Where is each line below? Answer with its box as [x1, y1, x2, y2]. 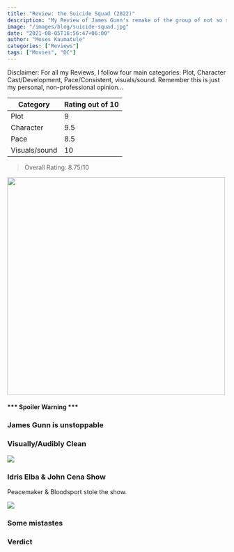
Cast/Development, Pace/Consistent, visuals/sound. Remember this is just [7, 75, 220, 84]
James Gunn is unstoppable [7, 420, 104, 430]
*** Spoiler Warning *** [7, 403, 79, 411]
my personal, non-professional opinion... [7, 83, 124, 91]
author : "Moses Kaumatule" [7, 36, 86, 43]
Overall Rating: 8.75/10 [24, 163, 89, 171]
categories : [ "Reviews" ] [7, 43, 79, 49]
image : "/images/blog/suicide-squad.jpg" [7, 23, 130, 30]
